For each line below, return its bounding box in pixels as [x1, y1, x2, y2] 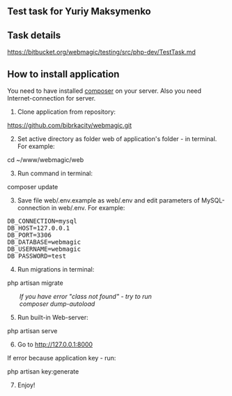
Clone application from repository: [17, 108, 116, 116]
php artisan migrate [7, 279, 64, 287]
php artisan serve [7, 327, 58, 335]
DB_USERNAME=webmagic [7, 245, 82, 254]
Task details [7, 29, 61, 41]
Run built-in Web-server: [17, 314, 88, 322]
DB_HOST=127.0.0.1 [7, 224, 70, 233]
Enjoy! [17, 381, 36, 390]
